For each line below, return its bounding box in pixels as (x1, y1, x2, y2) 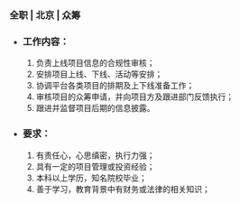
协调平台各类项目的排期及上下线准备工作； (35, 80, 195, 91)
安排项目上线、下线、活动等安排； (35, 69, 163, 79)
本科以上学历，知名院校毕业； (35, 172, 147, 183)
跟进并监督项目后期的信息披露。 (35, 103, 155, 114)
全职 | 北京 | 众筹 (9, 8, 81, 21)
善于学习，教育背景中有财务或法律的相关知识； (35, 183, 210, 194)
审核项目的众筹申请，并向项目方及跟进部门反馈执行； (35, 91, 235, 102)
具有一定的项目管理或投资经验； (35, 161, 155, 171)
